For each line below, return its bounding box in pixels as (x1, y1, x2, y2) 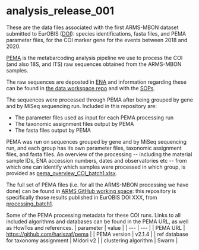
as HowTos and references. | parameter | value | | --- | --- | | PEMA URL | (6, 224, 185, 231)
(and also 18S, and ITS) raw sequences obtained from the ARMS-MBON (6, 61, 182, 68)
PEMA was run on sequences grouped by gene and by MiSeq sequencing (6, 138, 187, 145)
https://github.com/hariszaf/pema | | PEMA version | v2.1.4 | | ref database (6, 230, 188, 238)
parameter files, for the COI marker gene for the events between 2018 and (6, 36, 188, 43)
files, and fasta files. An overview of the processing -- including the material (6, 150, 192, 158)
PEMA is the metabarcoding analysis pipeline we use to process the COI (6, 54, 183, 61)
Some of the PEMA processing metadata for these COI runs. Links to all (6, 211, 181, 219)
